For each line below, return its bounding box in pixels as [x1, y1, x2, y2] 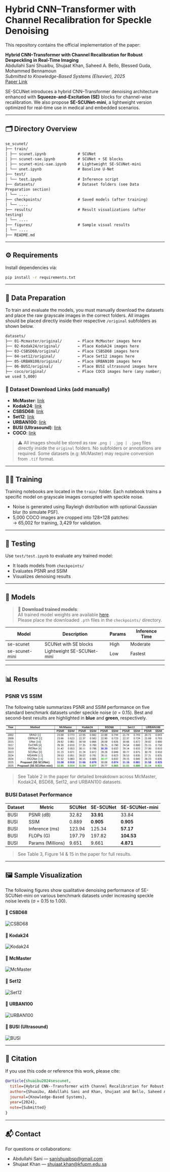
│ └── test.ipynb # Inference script [5, 176, 119, 182]
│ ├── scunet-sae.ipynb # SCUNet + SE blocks [5, 156, 123, 162]
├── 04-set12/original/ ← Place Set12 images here [5, 354, 135, 359]
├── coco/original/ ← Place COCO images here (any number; [5, 369, 162, 374]
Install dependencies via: [5, 264, 57, 271]
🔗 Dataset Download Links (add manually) [5, 386, 110, 393]
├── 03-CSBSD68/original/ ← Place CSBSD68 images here [5, 349, 139, 354]
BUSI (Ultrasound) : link [12, 424, 62, 430]
